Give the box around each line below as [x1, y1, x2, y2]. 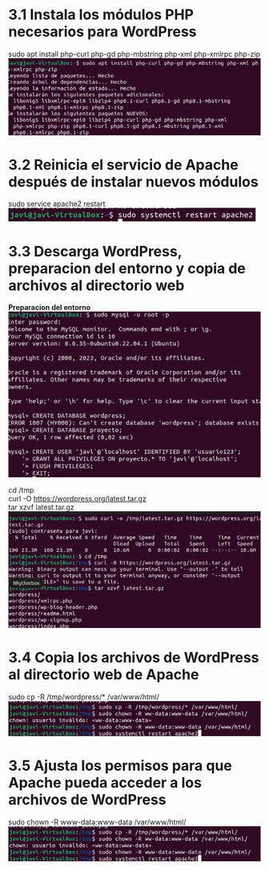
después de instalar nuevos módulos [8, 172, 259, 191]
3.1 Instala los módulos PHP [8, 6, 195, 24]
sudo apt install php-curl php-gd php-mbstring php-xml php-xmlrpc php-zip [8, 49, 261, 58]
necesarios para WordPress [8, 22, 197, 41]
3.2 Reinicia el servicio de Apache [8, 155, 239, 174]
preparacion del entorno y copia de [8, 259, 247, 277]
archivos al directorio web [8, 276, 185, 294]
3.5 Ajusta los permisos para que [8, 757, 232, 775]
